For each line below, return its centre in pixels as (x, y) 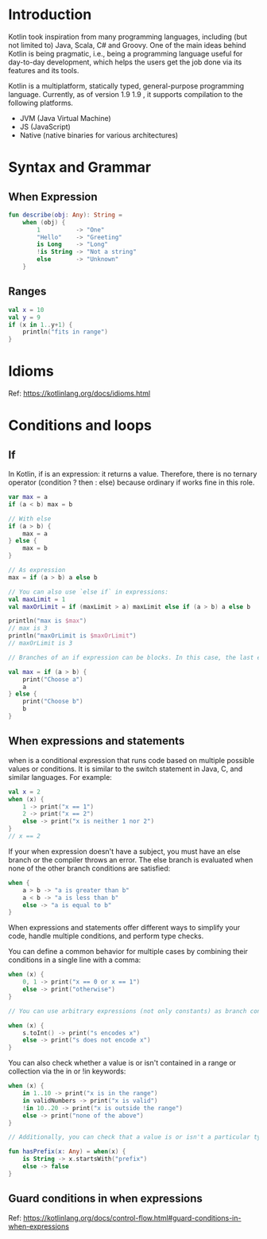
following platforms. (41, 103)
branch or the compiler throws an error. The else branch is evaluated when (131, 859)
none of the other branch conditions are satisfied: (89, 868)
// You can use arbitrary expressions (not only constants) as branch (128, 1011)
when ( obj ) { (44, 222)
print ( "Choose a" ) (53, 679)
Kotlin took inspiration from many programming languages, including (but (128, 37)
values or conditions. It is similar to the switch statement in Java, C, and (126, 769)
